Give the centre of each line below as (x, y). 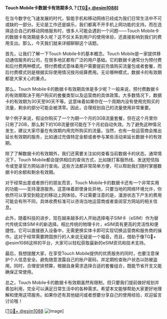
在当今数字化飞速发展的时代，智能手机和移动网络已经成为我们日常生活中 (79, 18)
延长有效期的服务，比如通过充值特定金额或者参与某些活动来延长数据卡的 (79, 137)
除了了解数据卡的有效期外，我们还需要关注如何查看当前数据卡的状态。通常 (81, 154)
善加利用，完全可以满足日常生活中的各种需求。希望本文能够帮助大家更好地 (81, 289)
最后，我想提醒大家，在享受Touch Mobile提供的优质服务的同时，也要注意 (80, 253)
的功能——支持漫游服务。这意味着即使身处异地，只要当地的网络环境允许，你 (83, 189)
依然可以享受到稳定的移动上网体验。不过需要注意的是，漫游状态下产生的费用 (83, 195)
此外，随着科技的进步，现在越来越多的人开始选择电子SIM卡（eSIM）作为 (80, 218)
